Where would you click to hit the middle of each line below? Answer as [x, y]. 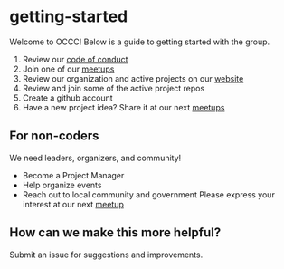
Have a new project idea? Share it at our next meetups [123, 107]
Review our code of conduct [75, 59]
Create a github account [67, 98]
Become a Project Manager [73, 175]
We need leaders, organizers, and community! [95, 158]
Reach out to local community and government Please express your [149, 194]
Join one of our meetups [68, 69]
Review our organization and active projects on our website [133, 78]
